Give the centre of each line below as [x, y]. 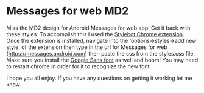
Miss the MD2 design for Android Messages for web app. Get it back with [98, 28]
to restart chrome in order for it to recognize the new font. [79, 66]
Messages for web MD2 [68, 11]
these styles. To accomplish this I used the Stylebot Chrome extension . [95, 34]
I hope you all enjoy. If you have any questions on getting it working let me [99, 78]
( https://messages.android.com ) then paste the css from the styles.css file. [100, 53]
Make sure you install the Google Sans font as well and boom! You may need [102, 60]
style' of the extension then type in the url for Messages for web [87, 47]
